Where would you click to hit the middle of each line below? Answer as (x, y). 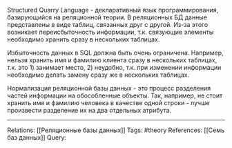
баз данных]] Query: (37, 137)
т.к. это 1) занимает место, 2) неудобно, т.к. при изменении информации (114, 67)
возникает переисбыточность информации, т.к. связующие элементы (110, 32)
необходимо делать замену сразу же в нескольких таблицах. (98, 75)
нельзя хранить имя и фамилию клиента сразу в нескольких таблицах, (112, 60)
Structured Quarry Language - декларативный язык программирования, (113, 10)
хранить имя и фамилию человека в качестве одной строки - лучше (108, 103)
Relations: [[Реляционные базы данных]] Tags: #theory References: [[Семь (116, 130)
